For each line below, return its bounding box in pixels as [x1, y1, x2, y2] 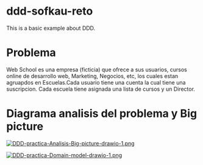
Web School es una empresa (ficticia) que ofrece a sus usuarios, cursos [6, 66, 187, 73]
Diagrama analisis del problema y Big [6, 107, 197, 121]
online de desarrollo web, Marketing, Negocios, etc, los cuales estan [6, 72, 179, 80]
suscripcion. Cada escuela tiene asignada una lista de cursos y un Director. [6, 85, 195, 93]
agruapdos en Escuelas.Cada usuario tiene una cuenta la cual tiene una [6, 79, 186, 86]
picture [6, 120, 44, 133]
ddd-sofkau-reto [6, 4, 93, 18]
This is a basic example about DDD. [6, 24, 96, 32]
